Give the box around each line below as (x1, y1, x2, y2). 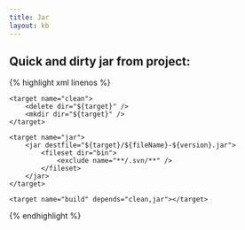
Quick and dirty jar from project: (9, 54, 191, 69)
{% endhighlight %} (9, 211, 82, 221)
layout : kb (9, 21, 50, 30)
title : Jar (9, 12, 50, 22)
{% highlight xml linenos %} (9, 77, 111, 88)
